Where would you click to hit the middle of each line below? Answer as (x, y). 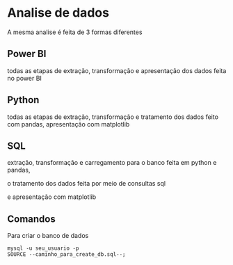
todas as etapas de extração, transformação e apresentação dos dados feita (117, 70)
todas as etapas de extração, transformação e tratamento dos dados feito (113, 117)
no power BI (24, 78)
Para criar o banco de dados (48, 236)
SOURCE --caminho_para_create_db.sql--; (67, 255)
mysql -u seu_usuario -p (43, 248)
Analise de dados (58, 13)
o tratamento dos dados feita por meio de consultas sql (86, 184)
